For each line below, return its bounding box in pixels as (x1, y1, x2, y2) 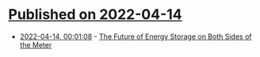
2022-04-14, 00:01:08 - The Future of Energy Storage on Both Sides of (19, 32, 252, 41)
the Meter (19, 40, 52, 49)
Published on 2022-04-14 (8, 6, 182, 24)
